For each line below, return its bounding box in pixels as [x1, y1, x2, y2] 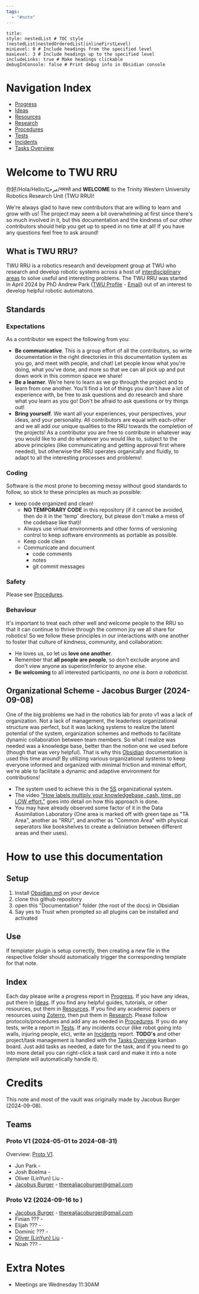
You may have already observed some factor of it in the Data [14, 804, 163, 811]
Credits [6, 1076, 43, 1090]
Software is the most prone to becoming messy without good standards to [6, 482, 188, 489]
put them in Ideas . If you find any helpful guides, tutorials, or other [6, 999, 168, 1006]
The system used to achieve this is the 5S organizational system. [14, 785, 173, 792]
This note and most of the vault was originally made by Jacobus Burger [6, 1096, 181, 1103]
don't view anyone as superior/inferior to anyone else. [14, 662, 147, 669]
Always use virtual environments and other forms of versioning [23, 525, 177, 532]
